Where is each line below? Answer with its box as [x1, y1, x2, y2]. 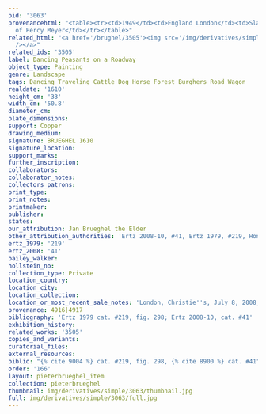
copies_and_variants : [8, 336, 80, 344]
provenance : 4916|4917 [8, 306, 83, 313]
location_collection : [8, 291, 80, 299]
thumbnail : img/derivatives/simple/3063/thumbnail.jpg [8, 387, 193, 395]
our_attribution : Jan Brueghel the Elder [8, 225, 147, 234]
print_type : [8, 188, 47, 196]
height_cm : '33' [8, 93, 62, 101]
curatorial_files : [8, 343, 69, 351]
